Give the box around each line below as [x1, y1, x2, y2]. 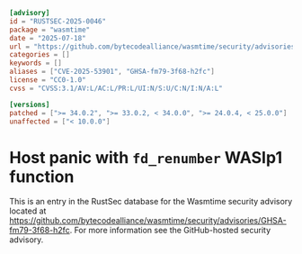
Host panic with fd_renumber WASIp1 [9, 147, 283, 168]
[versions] [9, 100, 50, 109]
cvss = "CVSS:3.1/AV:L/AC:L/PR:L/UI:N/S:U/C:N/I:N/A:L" [9, 84, 223, 93]
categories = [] [9, 50, 70, 59]
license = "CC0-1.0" [9, 76, 87, 85]
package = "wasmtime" [9, 25, 91, 34]
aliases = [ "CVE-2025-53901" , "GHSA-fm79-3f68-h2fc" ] [9, 68, 216, 77]
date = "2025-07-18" [9, 33, 87, 42]
